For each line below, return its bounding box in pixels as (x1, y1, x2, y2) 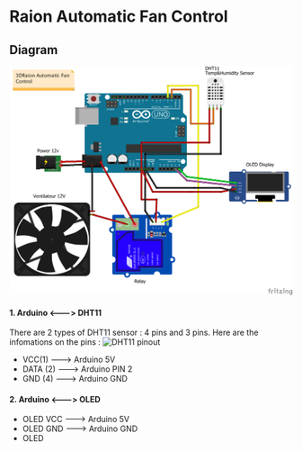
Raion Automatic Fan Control (9, 6, 228, 27)
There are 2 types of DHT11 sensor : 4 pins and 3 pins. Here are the (9, 327, 259, 338)
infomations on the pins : (9, 337, 102, 347)
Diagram (9, 42, 58, 58)
